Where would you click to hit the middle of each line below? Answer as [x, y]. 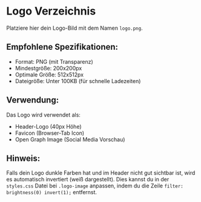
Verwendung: [33, 100]
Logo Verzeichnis [51, 11]
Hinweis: [23, 158]
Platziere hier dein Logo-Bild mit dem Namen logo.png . [75, 28]
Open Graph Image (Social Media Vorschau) [70, 139]
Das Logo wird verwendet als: [43, 115]
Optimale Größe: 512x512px [49, 75]
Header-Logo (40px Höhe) [48, 126]
